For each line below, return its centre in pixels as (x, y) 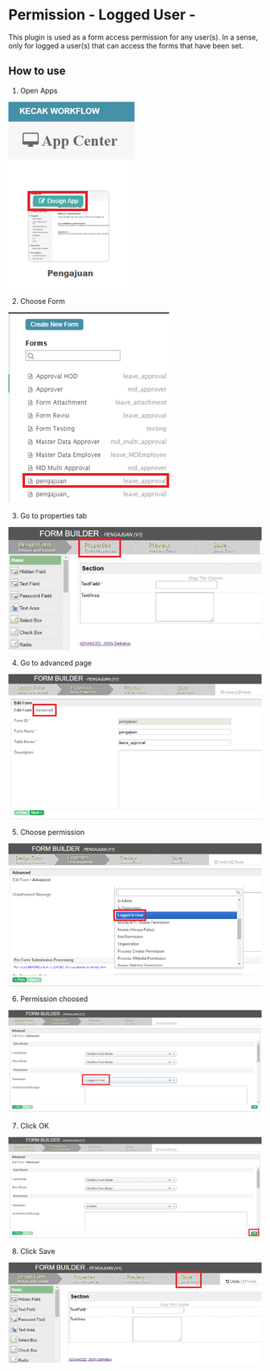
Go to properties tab (53, 515)
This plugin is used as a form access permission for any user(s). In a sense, (133, 37)
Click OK (35, 1125)
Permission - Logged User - (102, 15)
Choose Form (43, 301)
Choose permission (52, 832)
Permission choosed (54, 999)
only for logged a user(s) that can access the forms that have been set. (126, 45)
